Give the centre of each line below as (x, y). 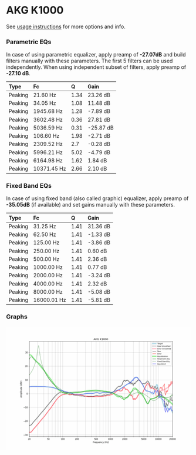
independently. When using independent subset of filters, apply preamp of (96, 67)
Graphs (17, 317)
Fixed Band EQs (29, 185)
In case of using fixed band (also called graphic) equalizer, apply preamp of (97, 198)
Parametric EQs (29, 42)
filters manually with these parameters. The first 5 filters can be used (89, 61)
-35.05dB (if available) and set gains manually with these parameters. (90, 205)
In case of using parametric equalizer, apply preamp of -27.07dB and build (96, 55)
